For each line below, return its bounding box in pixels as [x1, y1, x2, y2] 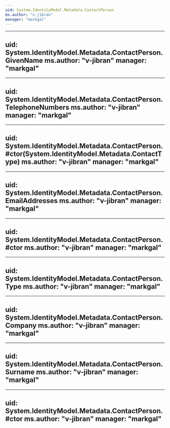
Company [5, 321, 37, 330]
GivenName [5, 56, 44, 65]
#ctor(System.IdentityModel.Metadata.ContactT [5, 150, 162, 159]
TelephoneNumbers [5, 103, 70, 111]
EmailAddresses [5, 197, 58, 205]
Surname [5, 368, 35, 376]
